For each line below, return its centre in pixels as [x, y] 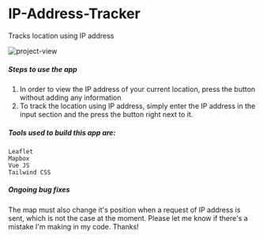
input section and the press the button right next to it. [106, 114]
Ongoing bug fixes [39, 190]
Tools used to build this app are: [62, 132]
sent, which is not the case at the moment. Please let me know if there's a [128, 218]
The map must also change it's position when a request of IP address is [124, 210]
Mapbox [19, 158]
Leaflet [21, 151]
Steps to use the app [43, 69]
